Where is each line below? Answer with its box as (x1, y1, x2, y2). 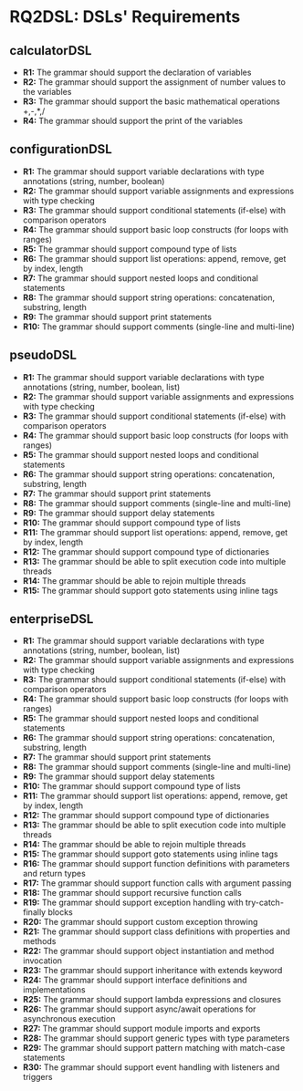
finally (22, 907, 47, 918)
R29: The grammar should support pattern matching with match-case (22, 1043, 286, 1054)
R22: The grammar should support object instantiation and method (22, 946, 275, 957)
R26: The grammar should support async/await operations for (22, 1003, 256, 1014)
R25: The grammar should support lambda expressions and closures (22, 994, 281, 1005)
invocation (22, 955, 62, 966)
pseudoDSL (9, 348, 78, 363)
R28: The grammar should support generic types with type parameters (22, 1033, 290, 1044)
